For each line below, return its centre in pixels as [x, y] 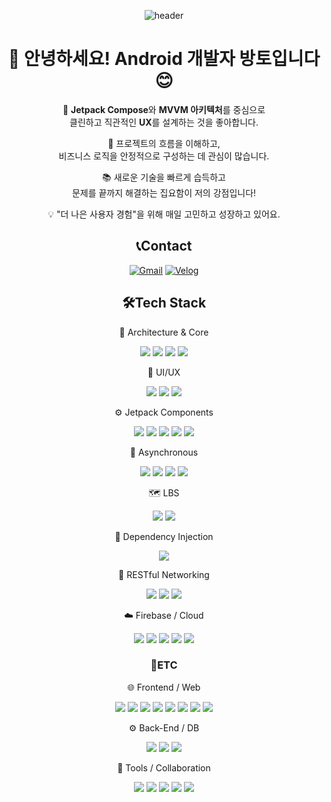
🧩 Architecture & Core [164, 332]
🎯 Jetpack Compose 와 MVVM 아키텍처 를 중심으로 [164, 109]
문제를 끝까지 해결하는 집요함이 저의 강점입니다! [164, 192]
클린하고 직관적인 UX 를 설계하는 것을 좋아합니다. [164, 122]
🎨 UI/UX [164, 372]
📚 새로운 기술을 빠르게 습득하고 [164, 177]
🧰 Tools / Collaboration [164, 767]
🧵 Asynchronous [164, 452]
